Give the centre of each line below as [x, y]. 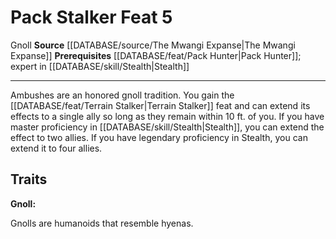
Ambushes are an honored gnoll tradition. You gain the [122, 95]
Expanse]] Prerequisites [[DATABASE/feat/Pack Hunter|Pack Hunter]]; [156, 55]
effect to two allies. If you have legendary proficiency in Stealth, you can [159, 137]
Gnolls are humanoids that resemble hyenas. [102, 223]
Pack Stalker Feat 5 [91, 17]
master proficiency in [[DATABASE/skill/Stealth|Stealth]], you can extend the [167, 127]
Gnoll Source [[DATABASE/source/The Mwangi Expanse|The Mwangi [153, 45]
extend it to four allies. [56, 148]
